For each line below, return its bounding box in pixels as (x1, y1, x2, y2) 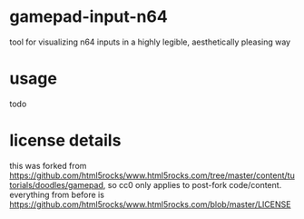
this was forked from (9, 160, 87, 171)
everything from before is (9, 189, 104, 200)
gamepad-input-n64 (9, 6, 168, 27)
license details (9, 130, 122, 151)
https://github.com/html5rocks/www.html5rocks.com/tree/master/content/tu (9, 170, 295, 181)
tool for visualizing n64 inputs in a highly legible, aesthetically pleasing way (9, 36, 291, 47)
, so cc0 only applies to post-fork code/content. (103, 179, 282, 190)
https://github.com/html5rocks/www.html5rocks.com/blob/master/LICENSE (9, 198, 291, 210)
